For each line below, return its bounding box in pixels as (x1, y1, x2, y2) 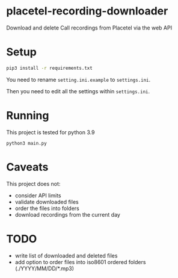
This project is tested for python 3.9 (6, 128, 95, 136)
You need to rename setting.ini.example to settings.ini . (6, 76, 151, 83)
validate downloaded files (14, 198, 79, 205)
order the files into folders (14, 205, 79, 212)
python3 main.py (6, 140, 47, 146)
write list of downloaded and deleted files (14, 252, 118, 259)
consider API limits (14, 191, 61, 199)
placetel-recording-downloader (6, 4, 168, 18)
